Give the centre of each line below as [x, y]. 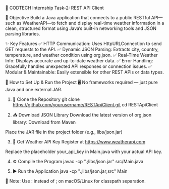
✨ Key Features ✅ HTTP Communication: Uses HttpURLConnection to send [83, 44]
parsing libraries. [23, 34]
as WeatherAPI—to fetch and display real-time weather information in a [90, 23]
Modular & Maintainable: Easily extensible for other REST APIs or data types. [84, 72]
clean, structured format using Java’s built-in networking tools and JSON [81, 28]
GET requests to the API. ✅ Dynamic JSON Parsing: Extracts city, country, [82, 49]
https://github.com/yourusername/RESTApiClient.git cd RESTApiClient [85, 105]
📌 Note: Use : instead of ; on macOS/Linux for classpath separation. [75, 181]
